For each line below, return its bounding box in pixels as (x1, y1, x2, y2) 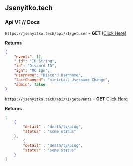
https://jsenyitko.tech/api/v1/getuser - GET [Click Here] (5, 30, 127, 36)
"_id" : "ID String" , (14, 59, 57, 64)
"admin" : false (14, 82, 46, 87)
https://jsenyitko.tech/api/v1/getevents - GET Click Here (5, 96, 128, 102)
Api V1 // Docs (5, 19, 40, 26)
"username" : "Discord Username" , (14, 73, 83, 78)
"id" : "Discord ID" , (14, 63, 57, 69)
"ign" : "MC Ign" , (14, 68, 50, 73)
